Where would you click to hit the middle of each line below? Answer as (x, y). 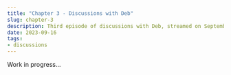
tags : (15, 39)
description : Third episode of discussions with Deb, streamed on (104, 26)
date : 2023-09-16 (32, 32)
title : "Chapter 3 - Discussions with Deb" (70, 13)
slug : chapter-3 (30, 20)
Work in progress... (34, 64)
